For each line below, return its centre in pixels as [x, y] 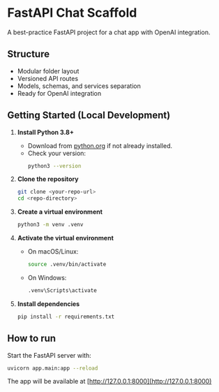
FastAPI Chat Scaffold [72, 13]
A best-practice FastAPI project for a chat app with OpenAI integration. [109, 32]
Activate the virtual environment [65, 238]
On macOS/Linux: [53, 252]
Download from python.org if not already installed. [100, 145]
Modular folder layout [48, 71]
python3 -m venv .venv [50, 225]
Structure [29, 54]
